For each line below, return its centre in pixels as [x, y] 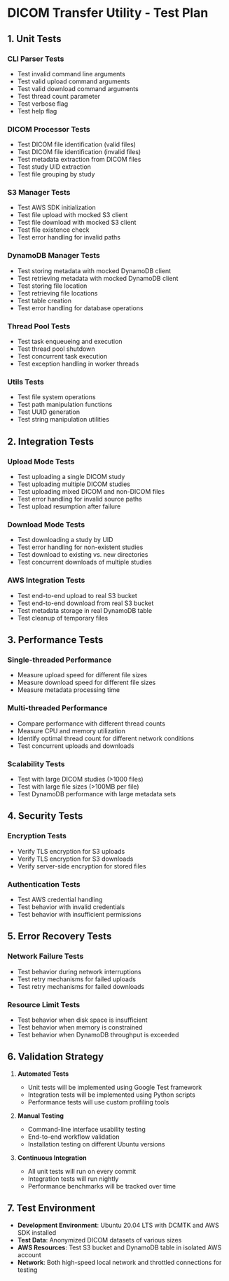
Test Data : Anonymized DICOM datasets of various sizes [99, 1240]
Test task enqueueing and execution [70, 342]
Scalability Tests [36, 763]
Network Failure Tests [46, 956]
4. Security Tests [45, 816]
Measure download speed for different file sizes [86, 683]
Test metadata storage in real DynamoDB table [85, 610]
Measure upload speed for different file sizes [82, 675]
